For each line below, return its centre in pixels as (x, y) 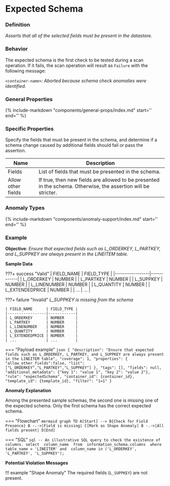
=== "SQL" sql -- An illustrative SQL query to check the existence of (83, 439)
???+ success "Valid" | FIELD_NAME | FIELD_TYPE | (59, 273)
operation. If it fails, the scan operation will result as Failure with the (77, 65)
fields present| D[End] (30, 430)
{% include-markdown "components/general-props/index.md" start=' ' (78, 110)
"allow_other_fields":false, (36, 363)
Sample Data (19, 264)
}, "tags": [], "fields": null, (127, 368)
